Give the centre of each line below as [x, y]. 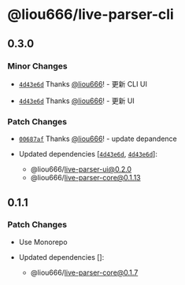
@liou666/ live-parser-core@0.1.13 [85, 178]
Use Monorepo [43, 242]
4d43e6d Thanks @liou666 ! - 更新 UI [76, 101]
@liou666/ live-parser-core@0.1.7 [84, 272]
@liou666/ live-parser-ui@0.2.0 [81, 169]
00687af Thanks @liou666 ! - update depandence [98, 139]
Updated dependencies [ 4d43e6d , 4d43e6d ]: [88, 154]
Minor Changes [37, 66]
